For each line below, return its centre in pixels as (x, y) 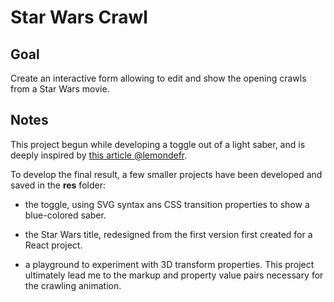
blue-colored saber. (65, 215)
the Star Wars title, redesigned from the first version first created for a (168, 234)
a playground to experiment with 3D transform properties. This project (169, 264)
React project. (53, 245)
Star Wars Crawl (79, 17)
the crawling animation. (73, 285)
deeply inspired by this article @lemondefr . (99, 155)
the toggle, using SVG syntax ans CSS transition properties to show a (167, 204)
